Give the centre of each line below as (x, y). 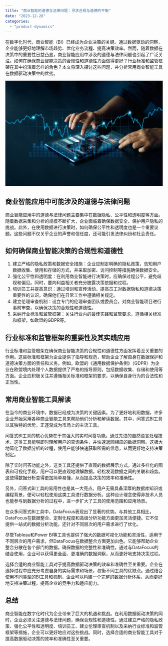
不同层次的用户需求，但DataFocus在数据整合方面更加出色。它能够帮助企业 (82, 541)
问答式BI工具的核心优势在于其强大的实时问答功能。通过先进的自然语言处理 (82, 436)
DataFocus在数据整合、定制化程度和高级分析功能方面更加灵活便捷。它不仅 (82, 518)
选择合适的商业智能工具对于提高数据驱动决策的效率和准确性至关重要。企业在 (84, 564)
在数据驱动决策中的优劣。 (31, 73)
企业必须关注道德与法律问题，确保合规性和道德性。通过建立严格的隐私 (86, 619)
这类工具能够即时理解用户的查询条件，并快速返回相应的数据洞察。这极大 (88, 442)
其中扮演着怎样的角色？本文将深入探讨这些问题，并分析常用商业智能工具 (88, 67)
